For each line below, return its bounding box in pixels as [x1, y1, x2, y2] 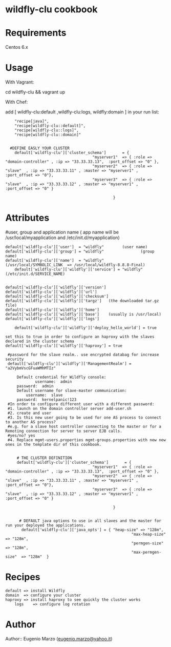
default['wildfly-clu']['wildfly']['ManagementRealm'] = [7, 361, 132, 366]
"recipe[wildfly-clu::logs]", [14, 128, 79, 133]
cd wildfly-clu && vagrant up [5, 89, 66, 95]
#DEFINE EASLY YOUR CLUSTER [10, 146, 70, 151]
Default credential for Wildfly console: [16, 375, 106, 380]
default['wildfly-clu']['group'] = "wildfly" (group [5, 249, 155, 254]
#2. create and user [7, 410, 52, 416]
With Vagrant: [5, 79, 34, 85]
